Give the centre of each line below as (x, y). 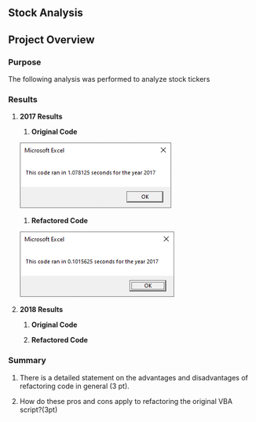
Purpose (25, 62)
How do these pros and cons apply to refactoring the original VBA (126, 401)
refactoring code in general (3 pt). (74, 386)
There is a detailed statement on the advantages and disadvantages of (134, 377)
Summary (27, 361)
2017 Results (41, 116)
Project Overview (51, 40)
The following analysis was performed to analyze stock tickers (109, 79)
